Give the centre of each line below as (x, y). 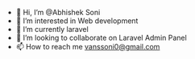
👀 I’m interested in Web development (77, 21)
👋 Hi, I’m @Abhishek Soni (58, 12)
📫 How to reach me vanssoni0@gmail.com (88, 47)
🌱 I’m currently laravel (52, 29)
